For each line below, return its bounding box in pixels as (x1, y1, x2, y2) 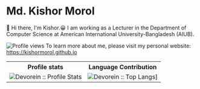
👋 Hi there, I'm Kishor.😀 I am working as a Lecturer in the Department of (6, 24, 187, 31)
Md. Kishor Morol (6, 4, 95, 18)
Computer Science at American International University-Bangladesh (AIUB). (6, 30, 195, 37)
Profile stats (27, 63, 63, 71)
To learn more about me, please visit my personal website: (45, 42, 192, 49)
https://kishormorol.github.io (6, 48, 77, 55)
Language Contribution (88, 63, 157, 71)
